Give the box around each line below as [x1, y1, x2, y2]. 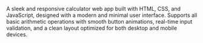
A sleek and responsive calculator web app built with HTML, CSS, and [6, 5, 181, 12]
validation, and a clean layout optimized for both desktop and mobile [6, 24, 178, 31]
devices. [6, 31, 28, 38]
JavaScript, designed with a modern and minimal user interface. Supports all [6, 12, 198, 19]
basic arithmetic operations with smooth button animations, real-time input [6, 18, 193, 25]
